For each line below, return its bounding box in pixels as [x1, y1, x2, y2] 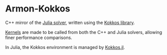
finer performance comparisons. [5, 34, 73, 40]
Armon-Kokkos [5, 3, 70, 14]
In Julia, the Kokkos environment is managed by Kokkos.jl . [5, 44, 125, 50]
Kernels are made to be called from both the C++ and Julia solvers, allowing [5, 29, 162, 35]
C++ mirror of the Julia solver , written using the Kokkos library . [5, 19, 135, 25]
